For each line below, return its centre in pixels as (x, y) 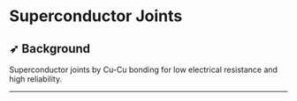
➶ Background (50, 49)
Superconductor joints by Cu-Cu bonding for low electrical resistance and (144, 69)
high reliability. (36, 79)
